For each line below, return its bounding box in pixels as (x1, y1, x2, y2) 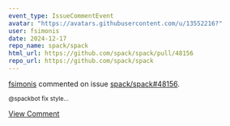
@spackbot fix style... (8, 94, 69, 103)
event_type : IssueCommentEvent (8, 11, 114, 20)
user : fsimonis (8, 27, 60, 35)
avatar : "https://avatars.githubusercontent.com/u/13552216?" (8, 19, 223, 27)
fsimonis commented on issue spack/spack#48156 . (8, 78, 181, 89)
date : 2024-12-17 (8, 34, 67, 43)
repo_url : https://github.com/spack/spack (8, 57, 154, 65)
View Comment (8, 108, 60, 118)
